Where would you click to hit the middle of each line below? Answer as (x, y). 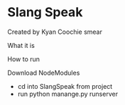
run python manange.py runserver (68, 94)
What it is (21, 45)
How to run (24, 59)
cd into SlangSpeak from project (65, 86)
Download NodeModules (44, 73)
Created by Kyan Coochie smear (55, 32)
